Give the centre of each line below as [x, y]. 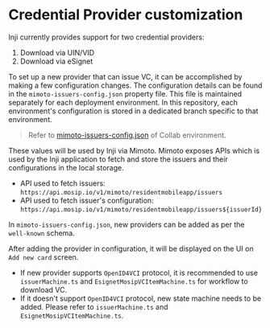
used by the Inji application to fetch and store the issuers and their [118, 159]
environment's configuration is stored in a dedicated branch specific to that [133, 111]
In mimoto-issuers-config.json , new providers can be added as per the [127, 224]
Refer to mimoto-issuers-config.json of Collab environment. [127, 135]
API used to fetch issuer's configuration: [87, 200]
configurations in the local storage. [66, 167]
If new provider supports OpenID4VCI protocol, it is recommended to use [139, 273]
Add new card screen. [44, 257]
